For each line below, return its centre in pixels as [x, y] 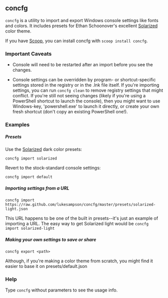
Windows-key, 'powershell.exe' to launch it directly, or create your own [86, 106]
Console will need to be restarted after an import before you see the [82, 65]
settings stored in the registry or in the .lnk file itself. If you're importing [86, 85]
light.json [17, 209]
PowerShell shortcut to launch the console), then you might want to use [86, 101]
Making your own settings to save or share [51, 239]
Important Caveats [28, 54]
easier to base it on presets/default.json [46, 266]
